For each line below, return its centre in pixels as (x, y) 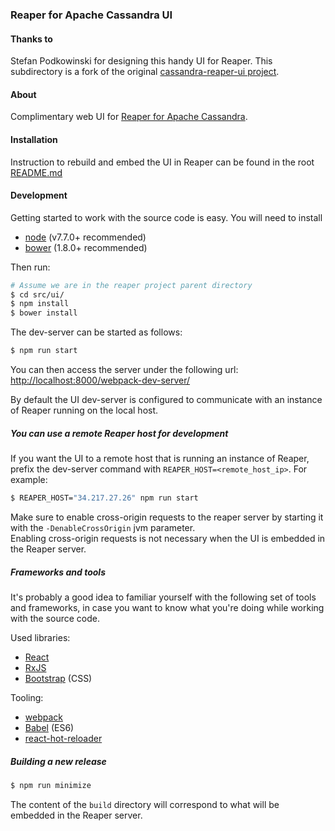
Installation (34, 139)
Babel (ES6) (49, 727)
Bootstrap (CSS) (58, 678)
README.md (36, 172)
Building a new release (58, 761)
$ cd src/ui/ (37, 294)
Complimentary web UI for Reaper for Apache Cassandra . (129, 117)
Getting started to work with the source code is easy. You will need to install (166, 217)
